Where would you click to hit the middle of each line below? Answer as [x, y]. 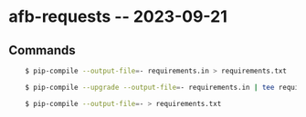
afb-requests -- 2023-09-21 [118, 17]
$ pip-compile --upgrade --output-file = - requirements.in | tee [150, 87]
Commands [42, 50]
